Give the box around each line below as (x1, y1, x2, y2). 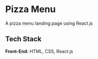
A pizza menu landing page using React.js (5, 20, 93, 26)
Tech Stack (5, 35, 42, 43)
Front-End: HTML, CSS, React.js (5, 48, 74, 54)
